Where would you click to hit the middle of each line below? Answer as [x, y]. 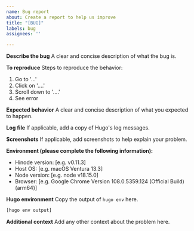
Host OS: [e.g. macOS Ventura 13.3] [59, 169]
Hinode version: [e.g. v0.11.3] [50, 162]
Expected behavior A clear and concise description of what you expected [97, 110]
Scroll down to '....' [38, 92]
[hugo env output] [29, 210]
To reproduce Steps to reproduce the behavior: [64, 68]
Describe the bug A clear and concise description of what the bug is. [91, 56]
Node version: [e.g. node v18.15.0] [56, 175]
